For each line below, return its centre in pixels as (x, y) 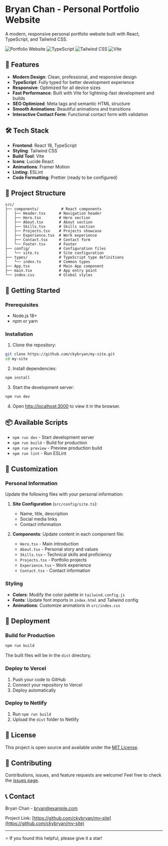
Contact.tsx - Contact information (55, 571)
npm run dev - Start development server (53, 437)
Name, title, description (44, 514)
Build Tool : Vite (28, 156)
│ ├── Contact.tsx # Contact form (48, 240)
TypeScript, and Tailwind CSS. (36, 39)
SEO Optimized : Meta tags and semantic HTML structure (71, 104)
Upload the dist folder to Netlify (45, 719)
